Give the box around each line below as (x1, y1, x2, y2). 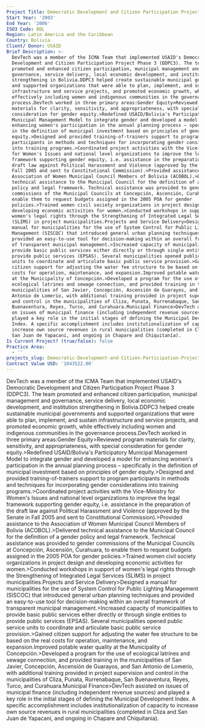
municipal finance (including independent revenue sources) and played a (6, 688, 190, 696)
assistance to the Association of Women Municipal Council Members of (6, 520, 186, 527)
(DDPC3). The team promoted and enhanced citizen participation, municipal (6, 390, 197, 397)
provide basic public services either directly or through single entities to (6, 611, 187, 618)
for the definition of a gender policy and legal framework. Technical (6, 533, 176, 540)
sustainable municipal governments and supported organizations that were (6, 409, 195, 417)
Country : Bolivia (6, 37, 51, 43)
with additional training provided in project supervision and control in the (6, 669, 189, 676)
